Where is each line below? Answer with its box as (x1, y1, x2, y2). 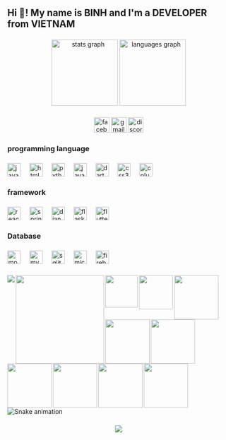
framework (7, 188, 47, 197)
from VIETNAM (7, 18, 76, 30)
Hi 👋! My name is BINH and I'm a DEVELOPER (7, 7, 208, 19)
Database (7, 231, 41, 241)
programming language (7, 144, 90, 154)
